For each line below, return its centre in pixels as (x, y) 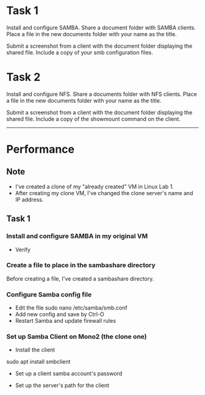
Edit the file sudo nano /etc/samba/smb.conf (71, 308)
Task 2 (23, 77)
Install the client (35, 350)
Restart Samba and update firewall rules (65, 321)
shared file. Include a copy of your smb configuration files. (80, 52)
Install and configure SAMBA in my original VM (77, 236)
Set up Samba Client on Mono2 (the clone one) (77, 337)
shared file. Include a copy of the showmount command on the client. (94, 119)
